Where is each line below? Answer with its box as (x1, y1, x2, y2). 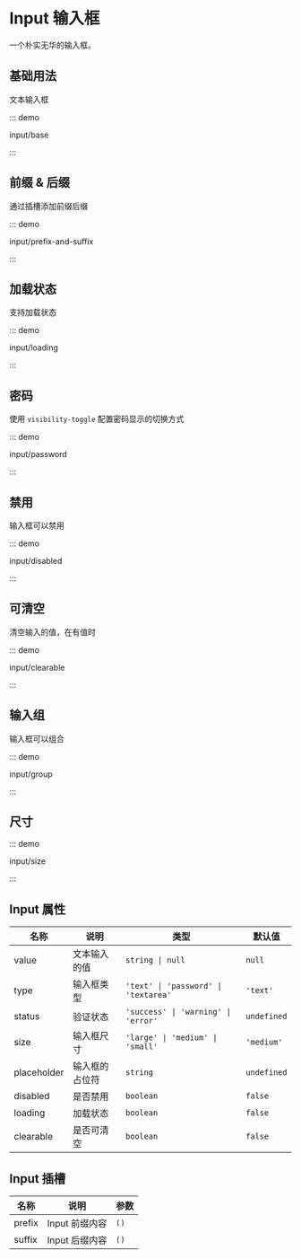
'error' (125, 1016, 159, 1026)
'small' (125, 1042, 159, 1052)
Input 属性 (9, 902, 65, 917)
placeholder (13, 1066, 64, 1079)
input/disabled (9, 556, 63, 566)
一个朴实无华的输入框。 (9, 40, 96, 50)
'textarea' (125, 990, 172, 1000)
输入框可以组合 (9, 733, 64, 744)
